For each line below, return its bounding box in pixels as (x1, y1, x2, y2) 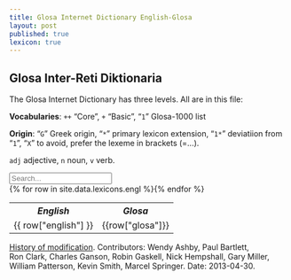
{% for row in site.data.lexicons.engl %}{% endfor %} (9, 183, 205, 195)
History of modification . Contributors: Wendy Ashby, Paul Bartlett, (9, 242, 250, 253)
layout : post (9, 21, 58, 30)
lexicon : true (9, 37, 62, 47)
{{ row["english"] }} (13, 219, 94, 231)
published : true (9, 29, 69, 38)
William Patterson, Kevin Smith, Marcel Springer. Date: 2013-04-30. (9, 261, 256, 271)
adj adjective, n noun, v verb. (9, 155, 115, 166)
